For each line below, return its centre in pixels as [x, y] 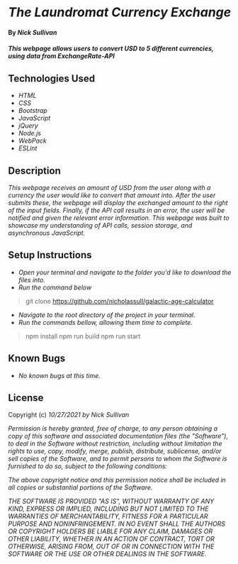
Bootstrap [33, 111]
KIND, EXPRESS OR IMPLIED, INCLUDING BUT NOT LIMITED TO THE [108, 509]
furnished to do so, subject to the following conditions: [87, 466]
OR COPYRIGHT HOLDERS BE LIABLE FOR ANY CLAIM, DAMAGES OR [110, 531]
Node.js [30, 133]
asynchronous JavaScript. [47, 233]
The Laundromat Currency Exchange [120, 12]
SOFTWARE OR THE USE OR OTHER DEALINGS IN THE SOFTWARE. [107, 554]
